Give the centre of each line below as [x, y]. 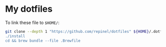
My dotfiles [29, 9]
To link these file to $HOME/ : [32, 23]
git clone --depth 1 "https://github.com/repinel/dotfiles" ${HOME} [77, 31]
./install [15, 36]
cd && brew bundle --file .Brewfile [43, 41]
